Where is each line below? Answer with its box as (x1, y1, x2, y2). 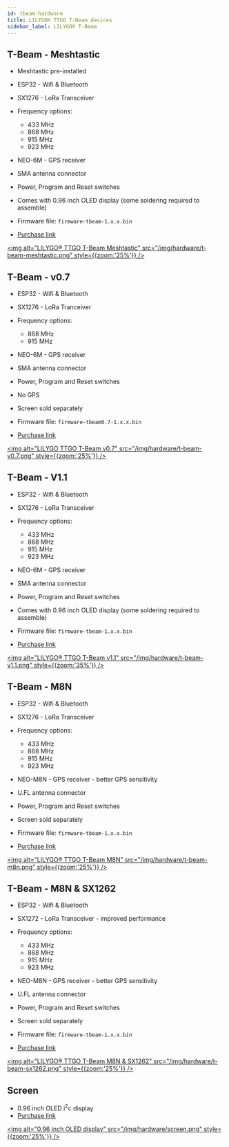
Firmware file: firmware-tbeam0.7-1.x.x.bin (17, 418, 142, 425)
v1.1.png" (7, 661, 33, 669)
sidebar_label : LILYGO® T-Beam (7, 23, 97, 30)
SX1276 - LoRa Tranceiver (17, 303, 92, 311)
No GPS (17, 391, 40, 398)
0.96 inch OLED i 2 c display (17, 1103, 94, 1112)
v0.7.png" (7, 452, 34, 460)
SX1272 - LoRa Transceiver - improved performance (17, 915, 166, 923)
